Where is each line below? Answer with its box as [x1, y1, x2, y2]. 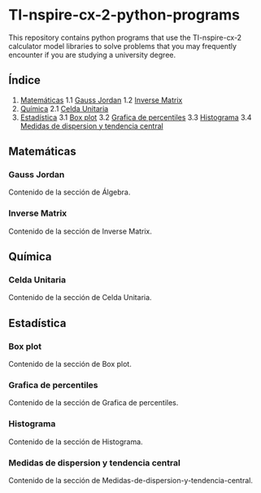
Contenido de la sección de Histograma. [8, 437, 144, 447]
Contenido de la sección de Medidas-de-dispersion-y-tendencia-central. [8, 476, 254, 485]
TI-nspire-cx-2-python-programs [8, 6, 240, 24]
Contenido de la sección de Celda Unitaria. [8, 293, 152, 303]
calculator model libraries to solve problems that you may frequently [8, 41, 237, 50]
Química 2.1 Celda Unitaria [20, 103, 109, 113]
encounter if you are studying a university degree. [8, 50, 176, 59]
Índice [8, 73, 41, 87]
